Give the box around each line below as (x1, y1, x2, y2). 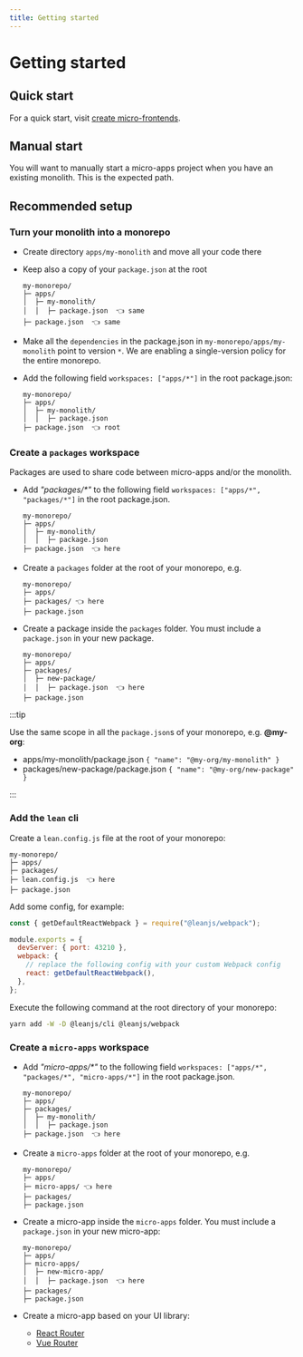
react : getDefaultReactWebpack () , (25, 969, 156, 978)
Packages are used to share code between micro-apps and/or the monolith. (9, 467, 292, 478)
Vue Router (35, 1337, 79, 1348)
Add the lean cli (9, 812, 80, 825)
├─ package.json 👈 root (22, 423, 120, 432)
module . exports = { (9, 935, 83, 944)
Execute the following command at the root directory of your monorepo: (9, 1002, 278, 1013)
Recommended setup (9, 199, 133, 214)
